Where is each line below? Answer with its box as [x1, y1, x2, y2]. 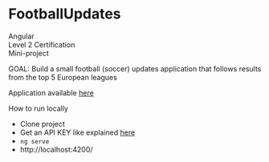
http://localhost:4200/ [19, 144, 94, 154]
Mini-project [8, 48, 50, 58]
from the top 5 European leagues [8, 72, 118, 82]
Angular [8, 31, 35, 41]
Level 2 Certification [8, 39, 75, 49]
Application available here [8, 87, 94, 97]
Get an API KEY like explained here [19, 128, 136, 137]
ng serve [19, 137, 50, 145]
